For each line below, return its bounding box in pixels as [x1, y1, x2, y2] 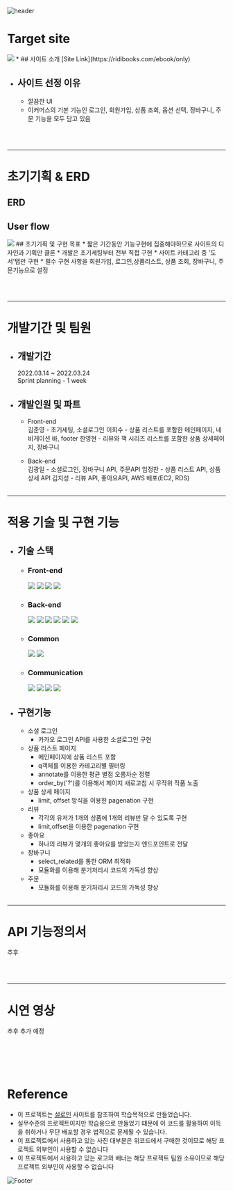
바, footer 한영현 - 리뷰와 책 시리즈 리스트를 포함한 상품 [51, 434, 201, 442]
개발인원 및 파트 [17, 398, 81, 410]
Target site [7, 31, 71, 47]
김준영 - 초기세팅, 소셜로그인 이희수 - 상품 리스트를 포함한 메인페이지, [27, 425, 215, 434]
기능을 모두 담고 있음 [35, 114, 92, 123]
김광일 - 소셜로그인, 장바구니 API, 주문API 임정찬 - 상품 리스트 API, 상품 [27, 465, 221, 473]
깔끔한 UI [27, 97, 53, 105]
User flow [7, 220, 50, 232]
